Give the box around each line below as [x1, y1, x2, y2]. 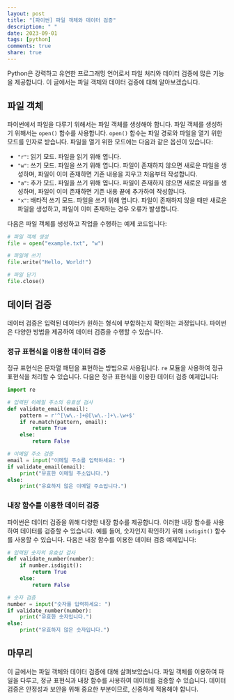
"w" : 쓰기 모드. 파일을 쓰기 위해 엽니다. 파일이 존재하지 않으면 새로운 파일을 [17, 161, 220, 169]
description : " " [7, 23, 58, 30]
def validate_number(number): [7, 556, 95, 563]
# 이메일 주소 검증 [7, 450, 54, 457]
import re [7, 386, 36, 394]
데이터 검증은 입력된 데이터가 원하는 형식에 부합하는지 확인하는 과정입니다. [7, 319, 208, 327]
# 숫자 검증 [7, 594, 36, 601]
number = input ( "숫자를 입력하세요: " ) [7, 600, 111, 607]
